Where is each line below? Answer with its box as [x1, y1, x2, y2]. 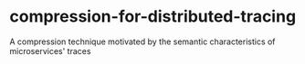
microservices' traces [9, 45, 91, 56]
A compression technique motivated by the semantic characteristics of [9, 36, 276, 47]
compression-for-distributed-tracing [9, 6, 297, 27]
